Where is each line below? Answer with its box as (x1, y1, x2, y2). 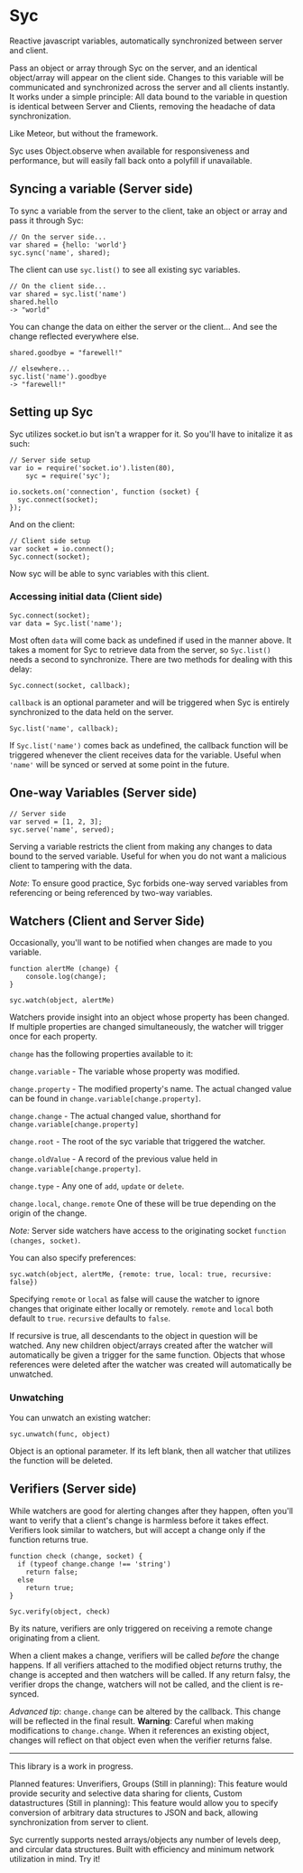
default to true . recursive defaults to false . (9, 1313, 171, 1324)
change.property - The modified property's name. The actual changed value (9, 1084, 292, 1095)
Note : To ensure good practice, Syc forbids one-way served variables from (9, 878, 289, 889)
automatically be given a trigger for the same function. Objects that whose (9, 1350, 286, 1360)
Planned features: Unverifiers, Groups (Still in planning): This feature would (9, 1778, 289, 1789)
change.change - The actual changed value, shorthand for (9, 1111, 222, 1122)
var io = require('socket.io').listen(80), (9, 463, 176, 473)
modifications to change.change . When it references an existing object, (9, 1725, 270, 1736)
